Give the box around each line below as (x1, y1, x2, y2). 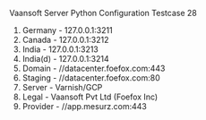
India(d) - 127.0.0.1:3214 (21, 54, 109, 64)
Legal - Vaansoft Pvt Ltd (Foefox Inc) (21, 91, 159, 102)
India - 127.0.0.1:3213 (21, 44, 99, 55)
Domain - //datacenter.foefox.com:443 (21, 63, 166, 73)
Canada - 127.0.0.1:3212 (21, 35, 109, 45)
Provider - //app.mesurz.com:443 (21, 101, 148, 111)
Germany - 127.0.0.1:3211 (21, 25, 114, 35)
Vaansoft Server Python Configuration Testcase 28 (9, 8, 197, 18)
